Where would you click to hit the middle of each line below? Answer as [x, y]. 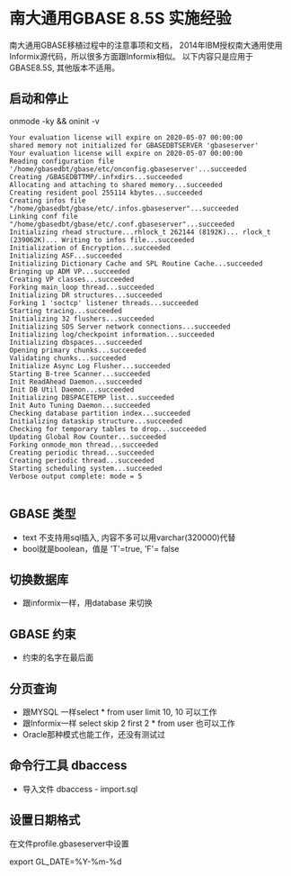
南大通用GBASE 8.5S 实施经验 [120, 18]
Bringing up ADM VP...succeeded [70, 271]
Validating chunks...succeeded [68, 358]
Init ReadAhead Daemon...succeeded [76, 382]
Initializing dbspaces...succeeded [76, 342]
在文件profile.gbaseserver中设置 [69, 844]
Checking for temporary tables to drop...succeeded [108, 429]
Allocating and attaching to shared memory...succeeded [116, 185]
